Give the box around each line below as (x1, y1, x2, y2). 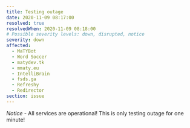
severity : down (6, 37, 45, 43)
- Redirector (11, 88, 45, 94)
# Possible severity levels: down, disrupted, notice (6, 31, 145, 37)
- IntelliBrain (11, 71, 50, 77)
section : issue (6, 93, 45, 99)
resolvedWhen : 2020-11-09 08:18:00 (6, 25, 96, 32)
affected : (6, 43, 31, 49)
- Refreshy (11, 82, 39, 88)
